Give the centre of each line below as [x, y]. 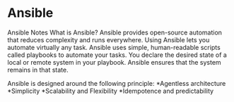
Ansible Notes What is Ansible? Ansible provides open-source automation [115, 32]
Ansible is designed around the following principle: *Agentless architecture [117, 83]
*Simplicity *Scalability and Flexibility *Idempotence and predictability [111, 91]
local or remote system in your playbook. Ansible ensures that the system [114, 62]
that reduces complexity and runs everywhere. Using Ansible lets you [109, 39]
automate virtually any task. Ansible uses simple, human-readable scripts [114, 47]
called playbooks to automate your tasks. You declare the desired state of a [117, 55]
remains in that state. [38, 70]
